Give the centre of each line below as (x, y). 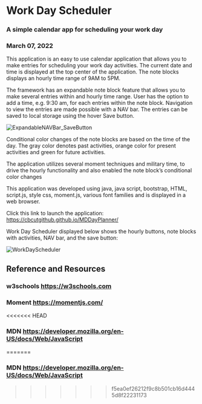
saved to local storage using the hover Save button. (70, 116)
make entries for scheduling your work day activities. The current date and (99, 66)
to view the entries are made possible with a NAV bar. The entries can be (97, 109)
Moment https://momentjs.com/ (55, 302)
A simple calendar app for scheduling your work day (85, 30)
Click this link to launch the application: (55, 214)
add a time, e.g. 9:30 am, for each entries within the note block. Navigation (99, 103)
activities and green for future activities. (56, 152)
